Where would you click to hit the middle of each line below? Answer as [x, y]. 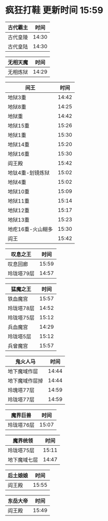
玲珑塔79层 [21, 273]
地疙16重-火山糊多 [30, 229]
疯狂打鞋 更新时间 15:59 [54, 10]
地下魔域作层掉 [26, 380]
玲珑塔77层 [21, 400]
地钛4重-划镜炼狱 [29, 173]
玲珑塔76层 [21, 425]
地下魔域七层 [23, 460]
